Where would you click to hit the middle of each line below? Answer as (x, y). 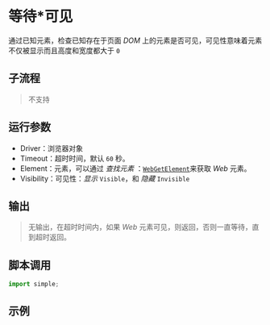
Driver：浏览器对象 (51, 148)
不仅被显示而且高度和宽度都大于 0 (64, 50)
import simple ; (34, 284)
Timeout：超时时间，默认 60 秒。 (75, 158)
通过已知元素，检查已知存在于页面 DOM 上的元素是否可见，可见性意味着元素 (135, 40)
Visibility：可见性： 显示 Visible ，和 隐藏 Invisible (105, 178)
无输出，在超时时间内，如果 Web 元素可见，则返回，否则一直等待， (140, 227)
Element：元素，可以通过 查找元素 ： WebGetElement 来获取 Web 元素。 (135, 168)
